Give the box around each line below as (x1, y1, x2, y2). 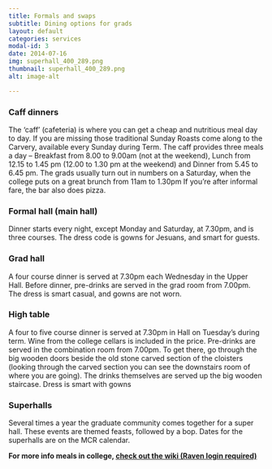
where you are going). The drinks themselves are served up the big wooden (8, 371, 262, 380)
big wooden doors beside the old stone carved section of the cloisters (8, 353, 244, 363)
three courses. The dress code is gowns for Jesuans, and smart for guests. (8, 232, 260, 242)
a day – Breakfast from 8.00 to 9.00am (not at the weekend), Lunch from (8, 150, 251, 160)
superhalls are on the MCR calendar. (8, 436, 131, 445)
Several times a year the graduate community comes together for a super (8, 418, 254, 428)
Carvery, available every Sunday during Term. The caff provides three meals (8, 141, 264, 151)
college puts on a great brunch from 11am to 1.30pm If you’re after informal (8, 176, 258, 186)
